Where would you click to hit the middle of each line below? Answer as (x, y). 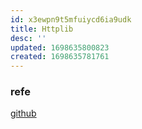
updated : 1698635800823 (60, 47)
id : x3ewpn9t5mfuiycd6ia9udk (71, 19)
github (23, 113)
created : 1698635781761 (60, 57)
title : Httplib (42, 29)
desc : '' (28, 38)
